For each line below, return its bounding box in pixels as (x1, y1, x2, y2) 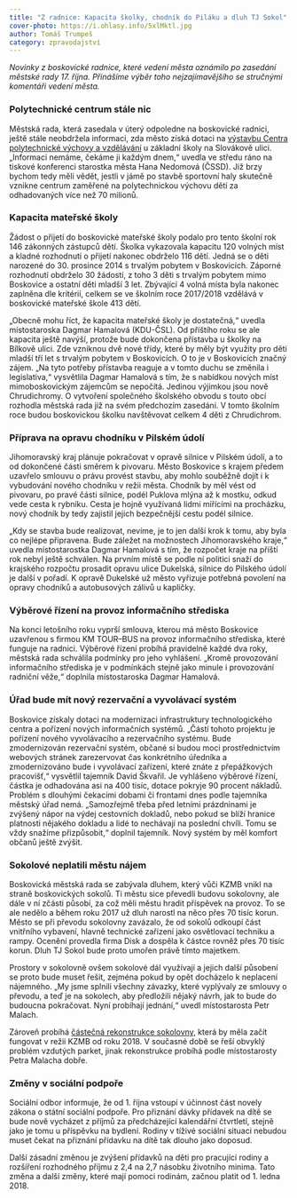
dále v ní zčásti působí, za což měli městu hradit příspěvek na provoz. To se (9, 898, 285, 908)
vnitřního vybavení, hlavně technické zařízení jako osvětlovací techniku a (9, 926, 275, 937)
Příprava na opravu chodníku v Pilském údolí (9, 432, 205, 444)
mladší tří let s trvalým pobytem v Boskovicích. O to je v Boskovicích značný (9, 353, 286, 363)
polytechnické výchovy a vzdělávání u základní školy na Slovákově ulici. (9, 142, 272, 153)
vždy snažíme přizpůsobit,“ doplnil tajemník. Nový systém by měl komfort (9, 827, 277, 837)
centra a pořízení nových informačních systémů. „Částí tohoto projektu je (9, 723, 276, 734)
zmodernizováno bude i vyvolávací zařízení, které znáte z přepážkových (9, 761, 273, 772)
